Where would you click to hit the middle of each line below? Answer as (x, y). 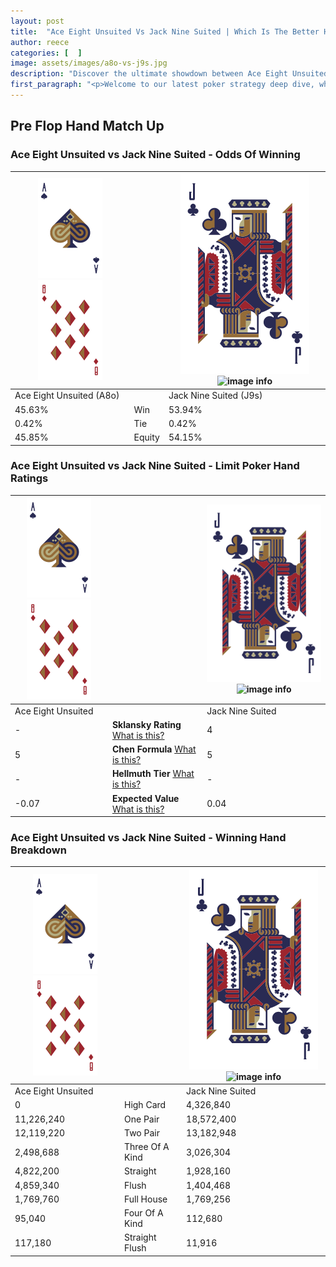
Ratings (29, 478)
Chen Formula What (154, 749)
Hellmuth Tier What (153, 774)
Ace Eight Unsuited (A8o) (67, 396)
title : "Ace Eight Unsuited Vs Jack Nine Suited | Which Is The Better (165, 31)
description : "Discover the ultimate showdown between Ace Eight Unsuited (169, 74)
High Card (145, 1105)
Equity (146, 437)
